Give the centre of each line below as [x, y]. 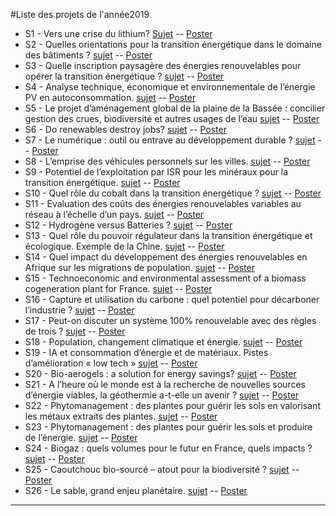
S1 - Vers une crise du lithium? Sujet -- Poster [118, 33]
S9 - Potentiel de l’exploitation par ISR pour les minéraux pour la [156, 172]
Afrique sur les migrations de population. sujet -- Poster [139, 267]
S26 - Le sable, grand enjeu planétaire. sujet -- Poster [136, 490]
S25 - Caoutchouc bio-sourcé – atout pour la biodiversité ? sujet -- [162, 469]
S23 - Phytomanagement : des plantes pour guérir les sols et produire [168, 427]
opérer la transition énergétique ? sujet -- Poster [124, 76]
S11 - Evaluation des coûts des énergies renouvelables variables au [163, 203]
